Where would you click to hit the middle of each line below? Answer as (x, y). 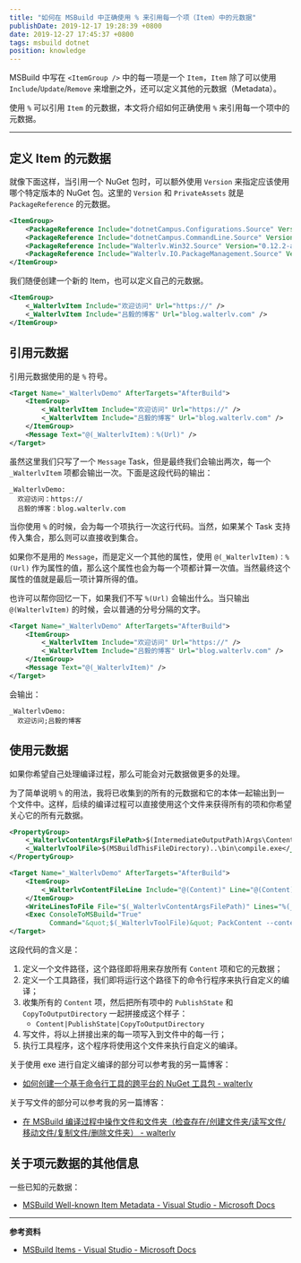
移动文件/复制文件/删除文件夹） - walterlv (99, 1133)
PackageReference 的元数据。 (62, 203)
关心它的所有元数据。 (48, 815)
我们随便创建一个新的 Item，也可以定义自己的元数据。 (109, 281)
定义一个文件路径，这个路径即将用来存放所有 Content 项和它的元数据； (152, 969)
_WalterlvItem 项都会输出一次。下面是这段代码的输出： (111, 472)
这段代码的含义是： (45, 949)
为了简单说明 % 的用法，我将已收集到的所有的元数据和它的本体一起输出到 (143, 793)
